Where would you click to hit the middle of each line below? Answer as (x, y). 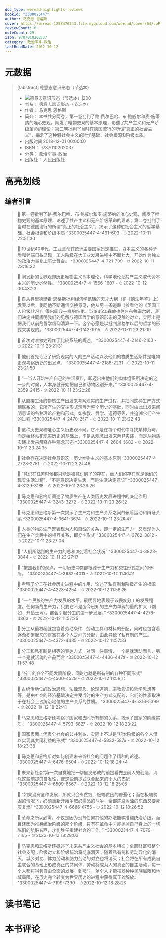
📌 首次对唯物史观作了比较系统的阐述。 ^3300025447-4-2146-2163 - (87, 340)
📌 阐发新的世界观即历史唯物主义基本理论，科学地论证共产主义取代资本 (88, 277)
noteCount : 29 (20, 33)
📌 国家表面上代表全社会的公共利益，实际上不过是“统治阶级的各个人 (85, 734)
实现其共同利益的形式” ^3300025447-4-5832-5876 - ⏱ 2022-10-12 (90, 740)
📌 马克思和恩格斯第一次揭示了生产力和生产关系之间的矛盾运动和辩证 (86, 512)
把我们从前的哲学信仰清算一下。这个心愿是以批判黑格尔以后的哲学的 (86, 323)
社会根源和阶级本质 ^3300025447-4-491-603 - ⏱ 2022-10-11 (88, 233)
